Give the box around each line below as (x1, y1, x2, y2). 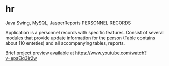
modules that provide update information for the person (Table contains (5, 35, 155, 41)
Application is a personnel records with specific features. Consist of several (5, 29, 164, 35)
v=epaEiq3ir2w (5, 55, 37, 61)
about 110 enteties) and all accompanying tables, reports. (5, 40, 125, 46)
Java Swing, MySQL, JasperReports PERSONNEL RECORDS (5, 20, 131, 26)
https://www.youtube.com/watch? (75, 50, 147, 56)
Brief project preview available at (5, 50, 74, 56)
